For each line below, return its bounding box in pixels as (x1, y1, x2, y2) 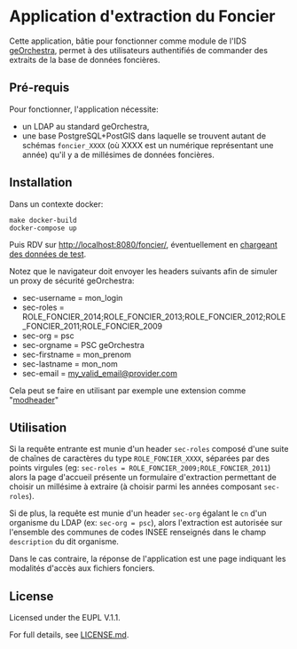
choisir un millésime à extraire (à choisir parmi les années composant (9, 481, 262, 492)
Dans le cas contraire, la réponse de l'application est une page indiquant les (9, 553, 286, 565)
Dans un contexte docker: (9, 198, 104, 210)
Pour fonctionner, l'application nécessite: (9, 104, 159, 115)
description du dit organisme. (9, 536, 120, 547)
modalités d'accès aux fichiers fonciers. (9, 563, 155, 574)
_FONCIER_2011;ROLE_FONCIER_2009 (21, 321, 163, 331)
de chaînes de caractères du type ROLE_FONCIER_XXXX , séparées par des (9, 453, 270, 463)
